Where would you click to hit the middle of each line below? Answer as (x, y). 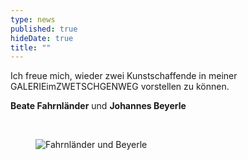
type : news (33, 19)
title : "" (31, 47)
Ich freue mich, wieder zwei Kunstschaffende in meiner (124, 76)
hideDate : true (42, 38)
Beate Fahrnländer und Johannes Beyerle (98, 106)
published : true (44, 29)
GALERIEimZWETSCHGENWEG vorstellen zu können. (120, 87)
